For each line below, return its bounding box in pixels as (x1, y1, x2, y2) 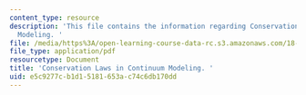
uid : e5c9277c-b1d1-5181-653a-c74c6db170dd (9, 72, 178, 81)
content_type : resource (9, 13, 100, 23)
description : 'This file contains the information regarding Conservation (9, 22, 300, 31)
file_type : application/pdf (9, 47, 117, 56)
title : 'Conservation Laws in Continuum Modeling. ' (9, 64, 214, 73)
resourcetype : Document (9, 55, 100, 64)
